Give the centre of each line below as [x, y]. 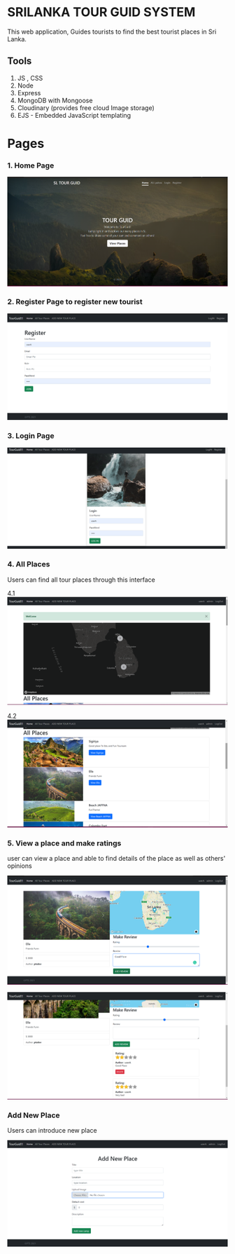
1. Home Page [31, 165]
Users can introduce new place [52, 1131]
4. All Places [29, 564]
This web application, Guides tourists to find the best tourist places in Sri [112, 32]
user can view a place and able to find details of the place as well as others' [116, 859]
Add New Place [34, 1115]
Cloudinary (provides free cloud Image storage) [86, 108]
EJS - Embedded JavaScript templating [74, 115]
